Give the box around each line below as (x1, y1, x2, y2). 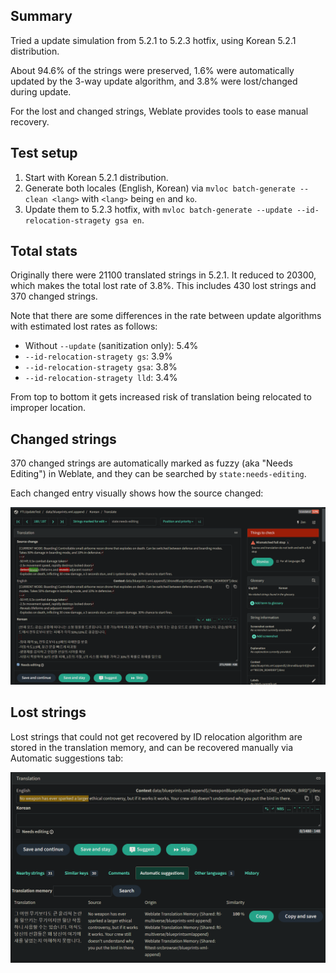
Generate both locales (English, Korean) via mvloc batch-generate (24, 182, 296, 194)
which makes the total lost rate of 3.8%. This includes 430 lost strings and (10, 280, 317, 292)
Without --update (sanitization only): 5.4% (24, 340, 199, 352)
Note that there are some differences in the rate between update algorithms (10, 310, 322, 322)
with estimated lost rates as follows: (10, 320, 158, 333)
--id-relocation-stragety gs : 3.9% (24, 350, 173, 363)
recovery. (10, 115, 50, 128)
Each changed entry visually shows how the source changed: (10, 487, 264, 499)
